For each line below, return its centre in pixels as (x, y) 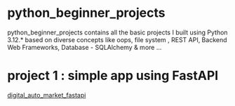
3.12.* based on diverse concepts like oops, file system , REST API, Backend (117, 39)
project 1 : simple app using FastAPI (113, 76)
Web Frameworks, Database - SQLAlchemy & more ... (85, 47)
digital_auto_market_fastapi (47, 95)
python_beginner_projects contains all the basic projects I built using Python (117, 32)
